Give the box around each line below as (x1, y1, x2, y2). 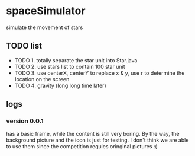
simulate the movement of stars (6, 24, 83, 31)
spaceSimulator (6, 4, 86, 18)
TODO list (6, 41, 43, 51)
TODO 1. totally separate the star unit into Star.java (14, 56, 138, 63)
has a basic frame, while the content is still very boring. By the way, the (6, 130, 180, 138)
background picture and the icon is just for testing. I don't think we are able (6, 136, 189, 144)
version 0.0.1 (6, 117, 44, 125)
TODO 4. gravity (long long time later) (14, 82, 106, 89)
